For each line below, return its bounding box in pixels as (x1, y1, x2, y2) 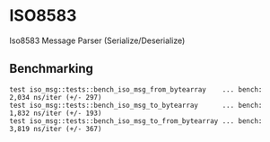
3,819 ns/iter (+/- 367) (9, 124, 102, 133)
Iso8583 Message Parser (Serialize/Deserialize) (9, 35, 186, 46)
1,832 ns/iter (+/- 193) (9, 109, 102, 118)
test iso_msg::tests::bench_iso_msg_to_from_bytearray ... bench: (9, 116, 263, 126)
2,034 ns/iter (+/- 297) (9, 93, 102, 102)
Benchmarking (9, 61, 94, 76)
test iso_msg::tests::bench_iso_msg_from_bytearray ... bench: (9, 84, 263, 94)
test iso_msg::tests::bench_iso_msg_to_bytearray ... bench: (9, 101, 263, 110)
